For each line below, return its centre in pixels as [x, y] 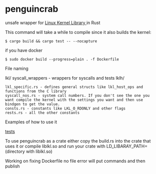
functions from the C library [36, 91]
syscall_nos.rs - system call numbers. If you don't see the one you [78, 95]
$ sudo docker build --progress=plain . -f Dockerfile [62, 59]
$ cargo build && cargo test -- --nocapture [51, 41]
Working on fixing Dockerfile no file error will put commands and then [75, 161]
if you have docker [24, 50]
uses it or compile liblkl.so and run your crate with [55, 146]
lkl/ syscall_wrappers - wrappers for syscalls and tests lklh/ [65, 78]
